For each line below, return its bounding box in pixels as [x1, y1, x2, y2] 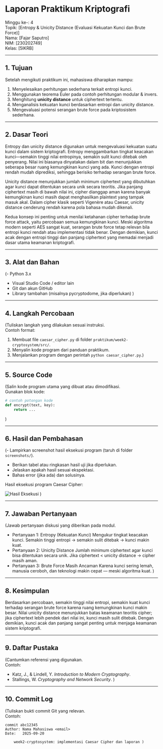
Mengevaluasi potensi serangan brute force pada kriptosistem [12, 107, 137, 113]
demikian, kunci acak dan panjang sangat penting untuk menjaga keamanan [5, 620, 157, 626]
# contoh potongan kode [5, 398, 53, 403]
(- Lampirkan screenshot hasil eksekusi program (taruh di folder [5, 447, 133, 453]
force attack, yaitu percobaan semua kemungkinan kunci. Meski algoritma [5, 219, 153, 225]
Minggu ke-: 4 [5, 19, 33, 25]
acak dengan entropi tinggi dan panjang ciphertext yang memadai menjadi [5, 234, 154, 240]
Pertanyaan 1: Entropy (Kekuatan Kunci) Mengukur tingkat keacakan [12, 532, 148, 538]
